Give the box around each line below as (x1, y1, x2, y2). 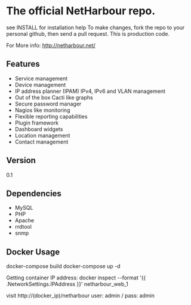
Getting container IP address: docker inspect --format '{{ (6, 274, 146, 281)
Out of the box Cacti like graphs (14, 94, 94, 101)
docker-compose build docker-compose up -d (6, 263, 121, 270)
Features (6, 59, 40, 69)
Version (6, 155, 36, 166)
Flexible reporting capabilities (14, 113, 88, 120)
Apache (14, 217, 35, 224)
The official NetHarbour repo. (6, 4, 156, 18)
